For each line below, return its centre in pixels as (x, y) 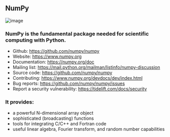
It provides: (20, 102)
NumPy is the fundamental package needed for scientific (77, 33)
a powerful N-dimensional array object (53, 113)
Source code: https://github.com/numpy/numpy (62, 73)
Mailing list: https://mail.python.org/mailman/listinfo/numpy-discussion (86, 67)
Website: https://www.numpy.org (47, 57)
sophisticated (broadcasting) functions (53, 118)
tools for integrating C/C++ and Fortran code (59, 124)
